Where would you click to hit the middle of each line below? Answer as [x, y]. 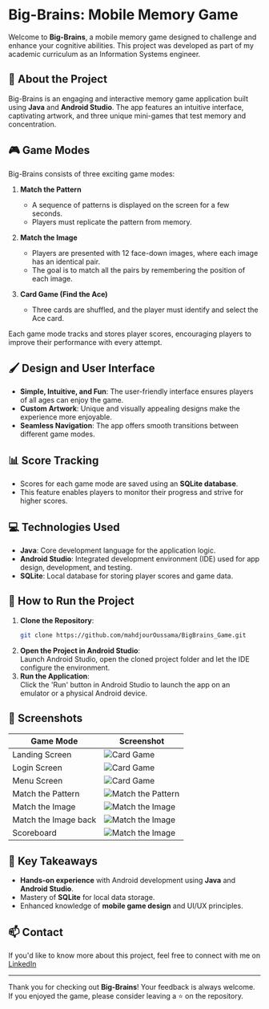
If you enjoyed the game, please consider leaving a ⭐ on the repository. [126, 996]
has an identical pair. [66, 261]
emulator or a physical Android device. [84, 693]
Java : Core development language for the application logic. [118, 550]
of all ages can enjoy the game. [72, 400]
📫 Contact [36, 932]
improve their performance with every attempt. [85, 342]
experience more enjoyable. [66, 417]
